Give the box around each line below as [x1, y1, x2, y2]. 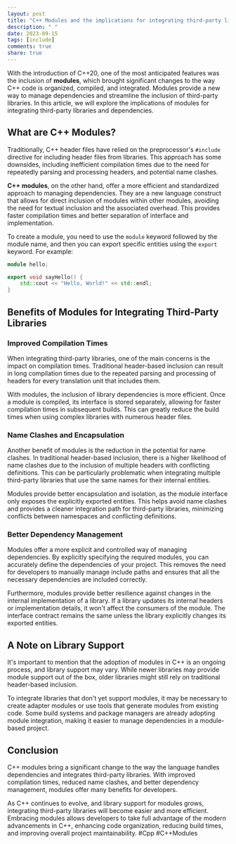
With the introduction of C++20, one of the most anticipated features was [7, 68, 220, 77]
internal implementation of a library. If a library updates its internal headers [7, 596, 223, 605]
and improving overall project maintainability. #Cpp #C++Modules [7, 829, 198, 838]
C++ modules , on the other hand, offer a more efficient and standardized [7, 181, 219, 190]
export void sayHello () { [7, 274, 83, 281]
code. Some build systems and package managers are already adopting [7, 709, 216, 717]
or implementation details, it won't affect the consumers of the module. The [7, 604, 226, 613]
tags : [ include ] [7, 37, 55, 44]
